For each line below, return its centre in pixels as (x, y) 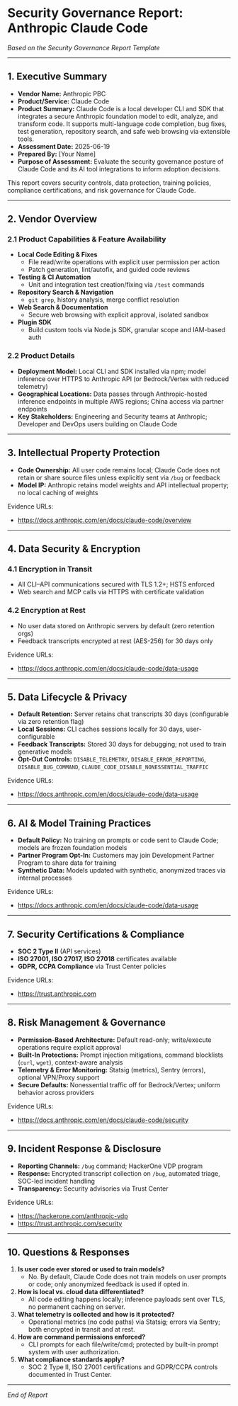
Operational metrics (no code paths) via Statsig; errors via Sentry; (124, 1322)
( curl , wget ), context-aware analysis (70, 1062)
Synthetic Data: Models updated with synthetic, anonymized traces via (121, 871)
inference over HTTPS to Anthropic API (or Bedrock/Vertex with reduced (123, 379)
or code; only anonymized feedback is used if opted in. (108, 1284)
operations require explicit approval (69, 1047)
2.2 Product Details (41, 356)
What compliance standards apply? (71, 1360)
